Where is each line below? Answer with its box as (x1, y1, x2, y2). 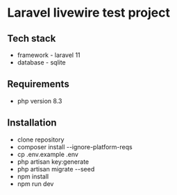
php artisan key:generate (17, 158, 90, 166)
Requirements (7, 78, 69, 90)
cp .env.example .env (17, 150, 78, 158)
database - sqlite (17, 58, 66, 67)
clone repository (17, 135, 65, 144)
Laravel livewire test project (7, 5, 171, 21)
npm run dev (17, 179, 54, 188)
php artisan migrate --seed (17, 164, 95, 173)
